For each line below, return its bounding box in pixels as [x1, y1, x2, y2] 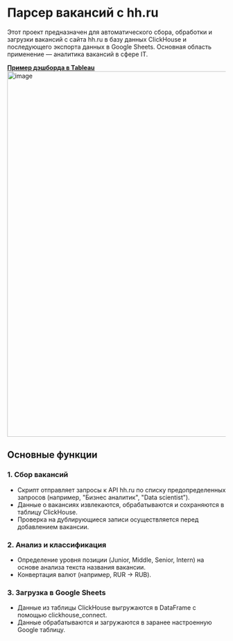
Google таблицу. [17, 626, 66, 634]
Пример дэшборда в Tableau [7, 63, 95, 72]
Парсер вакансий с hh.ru [7, 5, 159, 21]
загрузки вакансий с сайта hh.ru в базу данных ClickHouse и [7, 35, 187, 43]
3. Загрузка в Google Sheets [7, 588, 106, 597]
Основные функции [7, 449, 98, 461]
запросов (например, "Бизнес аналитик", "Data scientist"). [17, 493, 190, 501]
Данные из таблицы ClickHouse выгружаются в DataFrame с [17, 603, 196, 612]
